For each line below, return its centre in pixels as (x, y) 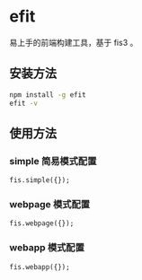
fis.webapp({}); (40, 267)
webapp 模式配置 (47, 248)
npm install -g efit (48, 95)
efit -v (24, 103)
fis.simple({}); (40, 180)
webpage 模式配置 (50, 205)
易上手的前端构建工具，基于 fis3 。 (74, 42)
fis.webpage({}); (42, 223)
